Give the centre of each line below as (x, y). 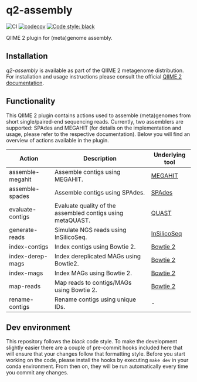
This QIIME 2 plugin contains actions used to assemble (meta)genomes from (98, 115)
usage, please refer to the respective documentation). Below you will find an (98, 134)
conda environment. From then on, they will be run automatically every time (97, 366)
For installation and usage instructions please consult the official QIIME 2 (94, 76)
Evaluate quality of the (85, 206)
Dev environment (38, 327)
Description (100, 158)
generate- (23, 230)
